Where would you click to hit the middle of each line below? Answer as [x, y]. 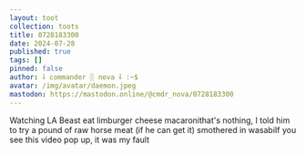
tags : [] [26, 60]
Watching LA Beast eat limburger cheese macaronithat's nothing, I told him [150, 120]
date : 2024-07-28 [42, 43]
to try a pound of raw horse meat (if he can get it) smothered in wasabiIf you [153, 129]
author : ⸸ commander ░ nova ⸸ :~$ [74, 77]
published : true [40, 52]
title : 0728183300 [44, 35]
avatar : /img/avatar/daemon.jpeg [73, 86]
